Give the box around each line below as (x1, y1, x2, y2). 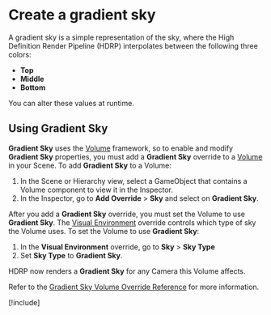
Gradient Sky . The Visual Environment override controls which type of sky (8, 217, 256, 228)
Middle (19, 74, 44, 83)
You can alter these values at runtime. (8, 98, 135, 108)
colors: (8, 49, 32, 59)
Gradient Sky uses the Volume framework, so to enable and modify (8, 143, 233, 153)
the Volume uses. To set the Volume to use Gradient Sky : (8, 226, 200, 236)
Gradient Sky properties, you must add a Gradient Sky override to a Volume (8, 151, 263, 161)
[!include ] (8, 297, 40, 307)
